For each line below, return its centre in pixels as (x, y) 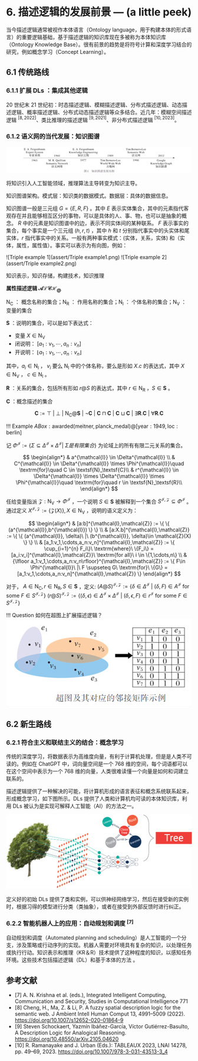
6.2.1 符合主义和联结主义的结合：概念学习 (65, 742)
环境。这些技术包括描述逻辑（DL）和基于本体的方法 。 (72, 960)
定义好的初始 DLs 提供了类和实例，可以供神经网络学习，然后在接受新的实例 (98, 899)
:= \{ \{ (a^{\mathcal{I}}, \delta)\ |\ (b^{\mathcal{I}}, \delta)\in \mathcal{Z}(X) (99, 536)
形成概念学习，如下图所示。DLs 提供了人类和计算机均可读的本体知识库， (94, 799)
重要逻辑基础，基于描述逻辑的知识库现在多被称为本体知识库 (94, 37)
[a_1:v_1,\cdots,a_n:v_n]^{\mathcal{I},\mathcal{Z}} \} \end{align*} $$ (99, 573)
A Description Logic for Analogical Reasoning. (70, 1033)
